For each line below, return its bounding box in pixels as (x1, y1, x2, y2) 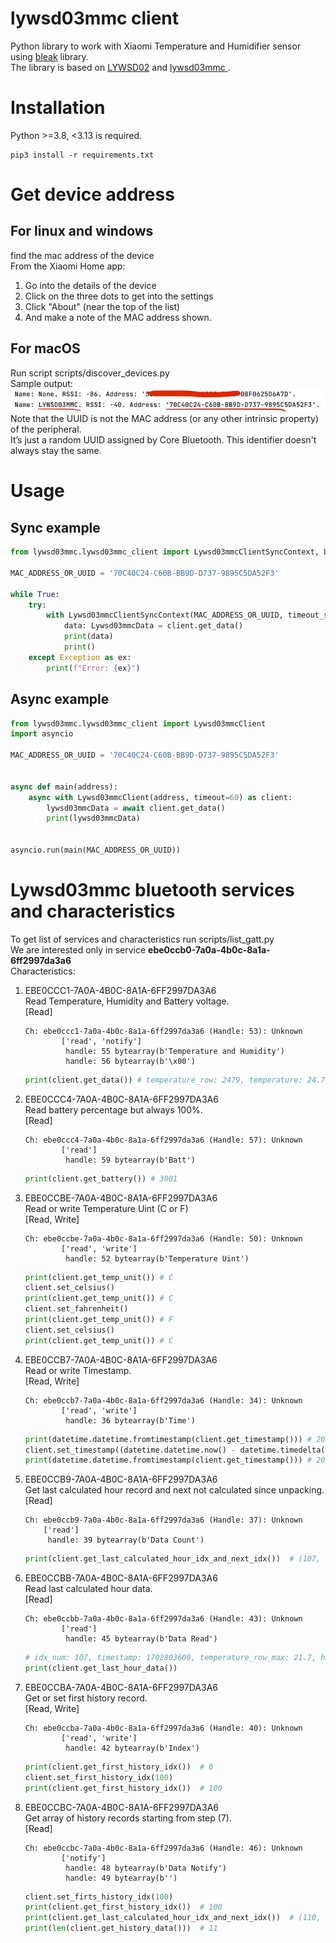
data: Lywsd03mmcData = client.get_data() (63, 621, 244, 631)
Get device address (10, 183, 175, 206)
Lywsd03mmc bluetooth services (10, 879, 295, 902)
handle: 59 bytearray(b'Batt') (65, 1155, 196, 1165)
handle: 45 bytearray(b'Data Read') (65, 1634, 218, 1644)
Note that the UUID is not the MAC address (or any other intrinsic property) (10, 413, 320, 425)
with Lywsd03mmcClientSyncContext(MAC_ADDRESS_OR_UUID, (46, 610, 284, 621)
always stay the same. (10, 445, 102, 457)
